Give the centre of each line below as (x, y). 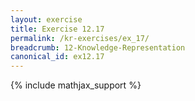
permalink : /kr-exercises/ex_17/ (80, 38)
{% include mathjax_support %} (76, 85)
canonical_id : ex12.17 (57, 57)
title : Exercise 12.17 (57, 29)
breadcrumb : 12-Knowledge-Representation (98, 47)
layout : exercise (46, 19)
